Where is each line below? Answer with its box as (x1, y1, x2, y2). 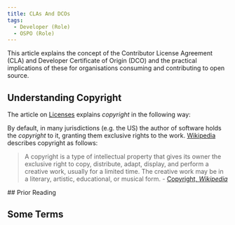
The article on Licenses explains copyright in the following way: (7, 110, 191, 119)
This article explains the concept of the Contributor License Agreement (7, 49, 213, 57)
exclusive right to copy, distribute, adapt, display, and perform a (24, 160, 209, 168)
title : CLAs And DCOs (7, 10, 71, 18)
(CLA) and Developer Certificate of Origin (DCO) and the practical (7, 57, 198, 65)
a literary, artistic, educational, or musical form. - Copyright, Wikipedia (24, 175, 228, 183)
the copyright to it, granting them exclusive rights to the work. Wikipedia (7, 131, 216, 140)
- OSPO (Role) (13, 29, 55, 37)
